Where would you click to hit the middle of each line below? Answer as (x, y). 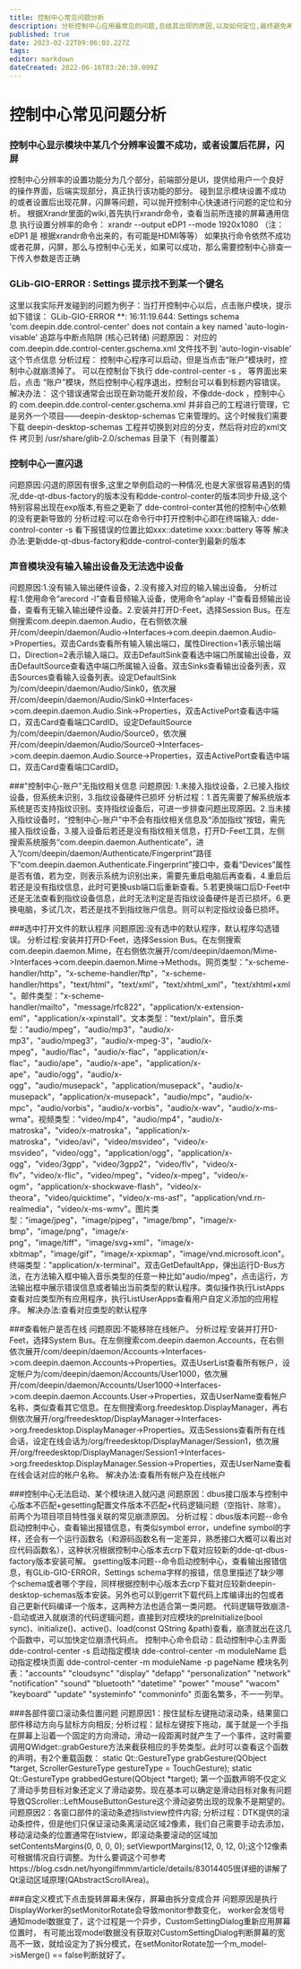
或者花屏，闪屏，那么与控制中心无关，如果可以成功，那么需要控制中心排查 (146, 247)
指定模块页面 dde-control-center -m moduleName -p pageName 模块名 (148, 1662)
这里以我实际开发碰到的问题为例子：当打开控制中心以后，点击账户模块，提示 (150, 305)
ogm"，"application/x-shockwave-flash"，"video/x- (105, 1186)
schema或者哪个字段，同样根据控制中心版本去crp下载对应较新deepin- (146, 1584)
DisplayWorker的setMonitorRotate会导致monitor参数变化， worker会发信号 (147, 1910)
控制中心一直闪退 (46, 463)
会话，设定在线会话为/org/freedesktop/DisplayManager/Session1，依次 (140, 1441)
